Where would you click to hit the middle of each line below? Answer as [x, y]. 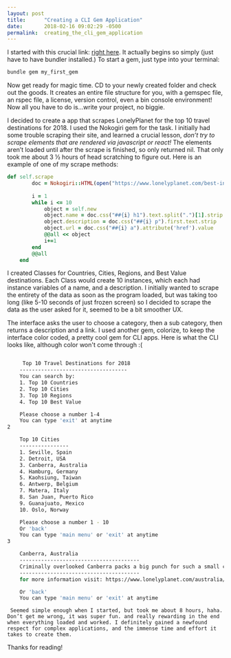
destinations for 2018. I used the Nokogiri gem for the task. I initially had [109, 128]
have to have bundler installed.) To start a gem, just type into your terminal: [113, 60]
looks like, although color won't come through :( [75, 345]
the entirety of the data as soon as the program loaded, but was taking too [112, 295]
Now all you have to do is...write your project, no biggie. [86, 107]
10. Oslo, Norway [44, 509]
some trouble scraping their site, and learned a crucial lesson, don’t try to [111, 135]
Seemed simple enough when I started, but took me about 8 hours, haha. [117, 611]
